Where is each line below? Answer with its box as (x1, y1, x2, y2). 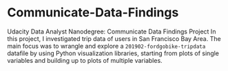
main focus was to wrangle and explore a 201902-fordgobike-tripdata (7, 42, 206, 50)
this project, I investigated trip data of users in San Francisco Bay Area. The (7, 34, 222, 42)
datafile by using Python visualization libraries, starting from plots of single (7, 49, 219, 57)
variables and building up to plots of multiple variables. (7, 56, 163, 64)
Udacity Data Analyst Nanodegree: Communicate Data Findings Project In (7, 27, 216, 35)
